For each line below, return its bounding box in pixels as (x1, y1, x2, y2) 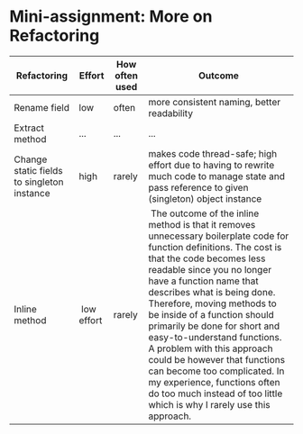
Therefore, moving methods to (148, 297, 277, 310)
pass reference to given (148, 181, 249, 194)
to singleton (14, 176, 64, 188)
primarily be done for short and (148, 320, 280, 332)
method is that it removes (148, 218, 256, 231)
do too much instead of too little (148, 387, 283, 400)
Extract (14, 122, 45, 134)
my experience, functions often (148, 375, 280, 388)
